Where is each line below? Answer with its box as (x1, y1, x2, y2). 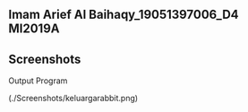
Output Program (8, 75, 68, 86)
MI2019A (8, 22, 60, 37)
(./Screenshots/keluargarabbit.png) (8, 93, 139, 104)
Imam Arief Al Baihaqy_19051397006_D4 (8, 7, 239, 22)
